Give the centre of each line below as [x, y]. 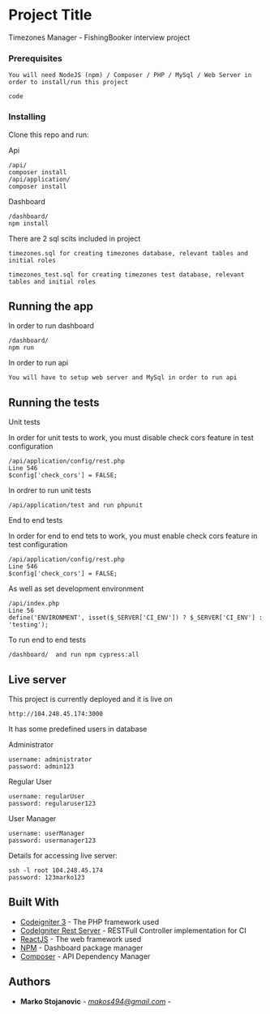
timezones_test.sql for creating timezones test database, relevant [126, 274]
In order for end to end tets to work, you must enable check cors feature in [133, 536]
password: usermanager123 [52, 841]
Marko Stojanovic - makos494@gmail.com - [96, 1001]
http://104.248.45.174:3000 [56, 714]
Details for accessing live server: [63, 855]
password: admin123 [41, 766]
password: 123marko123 [47, 877]
